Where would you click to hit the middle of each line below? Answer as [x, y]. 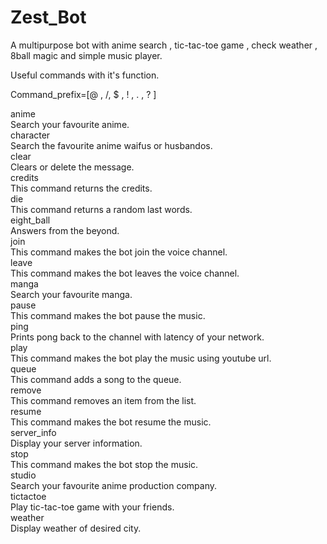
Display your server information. [76, 443]
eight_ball [30, 220]
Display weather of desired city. [76, 528]
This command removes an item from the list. [103, 400]
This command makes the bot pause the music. [108, 315]
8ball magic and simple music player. [86, 55]
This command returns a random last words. [101, 209]
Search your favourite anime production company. [113, 485]
